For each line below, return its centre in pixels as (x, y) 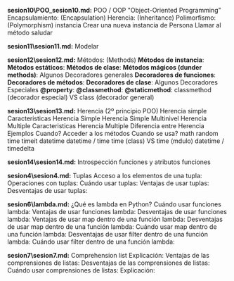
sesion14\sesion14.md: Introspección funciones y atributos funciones (109, 162)
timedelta (21, 148)
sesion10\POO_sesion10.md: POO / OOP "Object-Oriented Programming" (114, 10)
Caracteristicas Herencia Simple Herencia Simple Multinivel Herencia (107, 118)
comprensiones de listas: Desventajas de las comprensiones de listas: (109, 263)
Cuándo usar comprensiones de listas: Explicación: (82, 270)
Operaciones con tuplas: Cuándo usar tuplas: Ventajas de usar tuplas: (108, 183)
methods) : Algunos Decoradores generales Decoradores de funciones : (112, 75)
